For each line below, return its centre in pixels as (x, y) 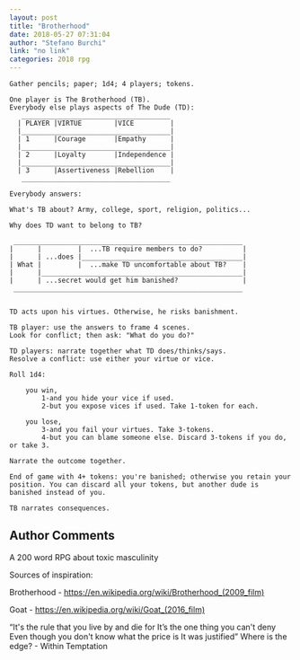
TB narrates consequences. (60, 508)
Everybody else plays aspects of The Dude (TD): (102, 108)
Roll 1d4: (28, 374)
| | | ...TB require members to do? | (128, 249)
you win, (42, 391)
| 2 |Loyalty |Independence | (96, 154)
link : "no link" (40, 51)
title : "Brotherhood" (50, 26)
